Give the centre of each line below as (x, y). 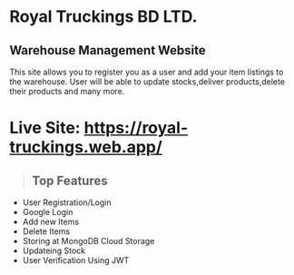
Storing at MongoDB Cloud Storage (88, 241)
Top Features (69, 180)
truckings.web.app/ (86, 147)
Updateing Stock (54, 250)
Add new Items (51, 221)
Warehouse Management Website (108, 50)
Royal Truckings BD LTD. (103, 17)
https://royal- (136, 128)
